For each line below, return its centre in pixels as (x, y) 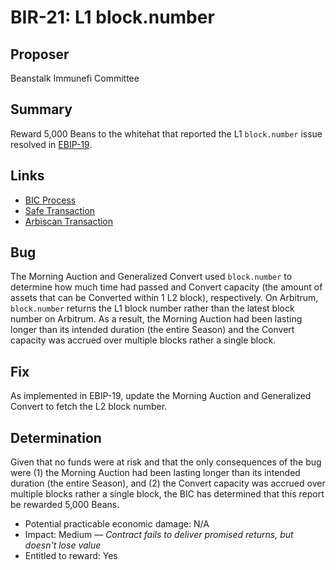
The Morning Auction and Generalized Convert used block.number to (151, 277)
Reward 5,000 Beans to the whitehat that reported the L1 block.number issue (166, 133)
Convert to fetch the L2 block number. (89, 407)
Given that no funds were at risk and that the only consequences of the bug (166, 462)
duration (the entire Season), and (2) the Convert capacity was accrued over (168, 483)
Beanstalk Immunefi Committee (75, 78)
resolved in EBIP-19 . (51, 144)
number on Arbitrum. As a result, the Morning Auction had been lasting (156, 319)
